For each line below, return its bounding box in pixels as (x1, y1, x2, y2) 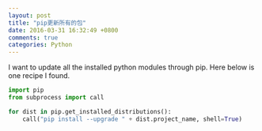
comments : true (8, 33, 59, 42)
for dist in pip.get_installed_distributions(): (8, 107, 172, 115)
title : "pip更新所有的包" (8, 19, 87, 27)
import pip (8, 86, 44, 95)
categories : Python (8, 41, 73, 49)
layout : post (8, 11, 51, 20)
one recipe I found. (8, 71, 70, 80)
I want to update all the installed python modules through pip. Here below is (8, 62, 255, 72)
